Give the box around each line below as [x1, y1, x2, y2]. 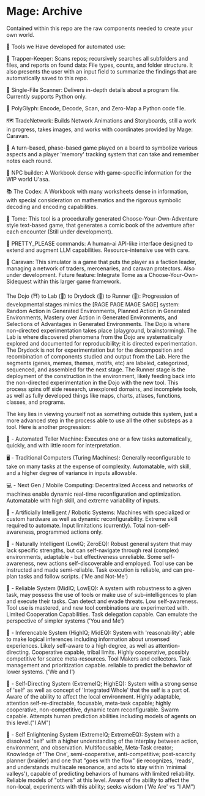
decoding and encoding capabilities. [6, 203, 98, 210]
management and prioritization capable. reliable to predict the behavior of [6, 661, 193, 669]
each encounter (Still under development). [6, 228, 113, 235]
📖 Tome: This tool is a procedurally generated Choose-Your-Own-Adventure [6, 214, 198, 222]
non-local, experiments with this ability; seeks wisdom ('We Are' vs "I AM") [6, 783, 196, 790]
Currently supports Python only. [6, 93, 87, 100]
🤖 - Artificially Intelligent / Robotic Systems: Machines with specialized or [6, 509, 191, 516]
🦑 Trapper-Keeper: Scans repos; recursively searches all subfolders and [6, 55, 188, 62]
